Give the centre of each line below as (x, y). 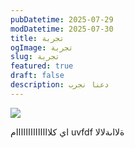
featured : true (42, 66)
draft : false (37, 76)
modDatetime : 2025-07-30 (62, 29)
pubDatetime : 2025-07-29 (62, 19)
